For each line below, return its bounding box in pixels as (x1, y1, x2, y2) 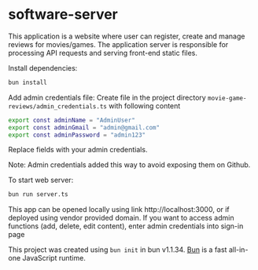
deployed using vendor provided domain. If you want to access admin (8, 213, 234, 223)
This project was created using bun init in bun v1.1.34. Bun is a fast (8, 245, 227, 254)
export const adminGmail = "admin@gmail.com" (8, 123, 160, 131)
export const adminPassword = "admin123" (8, 131, 146, 139)
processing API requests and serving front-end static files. (8, 48, 198, 57)
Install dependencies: (8, 63, 78, 72)
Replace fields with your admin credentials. (8, 145, 148, 155)
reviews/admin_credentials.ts (8, 102, 108, 111)
